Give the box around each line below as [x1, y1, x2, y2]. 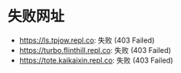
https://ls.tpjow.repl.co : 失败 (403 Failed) [19, 35, 155, 45]
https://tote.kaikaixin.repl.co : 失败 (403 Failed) [19, 55, 174, 65]
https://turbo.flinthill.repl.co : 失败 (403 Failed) [19, 45, 171, 55]
